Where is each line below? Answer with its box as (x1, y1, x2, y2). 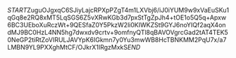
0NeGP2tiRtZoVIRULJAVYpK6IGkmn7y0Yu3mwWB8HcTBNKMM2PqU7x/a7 (7, 36, 227, 44)
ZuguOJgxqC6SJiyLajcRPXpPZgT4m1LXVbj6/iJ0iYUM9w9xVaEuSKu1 (27, 6, 230, 14)
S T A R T (7, 6, 27, 14)
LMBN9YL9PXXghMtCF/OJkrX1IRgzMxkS (7, 43, 128, 51)
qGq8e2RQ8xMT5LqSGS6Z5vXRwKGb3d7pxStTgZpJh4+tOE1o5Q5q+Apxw (7, 13, 227, 22)
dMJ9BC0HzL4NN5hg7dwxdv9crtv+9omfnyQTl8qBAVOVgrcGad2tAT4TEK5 (7, 28, 229, 36)
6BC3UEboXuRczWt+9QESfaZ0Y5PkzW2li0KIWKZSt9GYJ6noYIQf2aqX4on (7, 21, 227, 29)
